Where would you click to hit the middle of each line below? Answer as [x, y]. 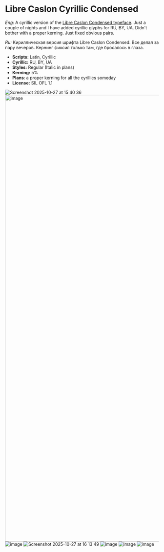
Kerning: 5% [25, 72]
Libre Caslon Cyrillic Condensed [72, 9]
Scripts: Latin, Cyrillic [34, 57]
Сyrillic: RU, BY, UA [32, 62]
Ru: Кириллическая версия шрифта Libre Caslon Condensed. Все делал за [82, 42]
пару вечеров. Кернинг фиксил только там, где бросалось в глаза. [74, 47]
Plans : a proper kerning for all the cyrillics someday [64, 78]
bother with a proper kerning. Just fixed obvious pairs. [60, 33]
